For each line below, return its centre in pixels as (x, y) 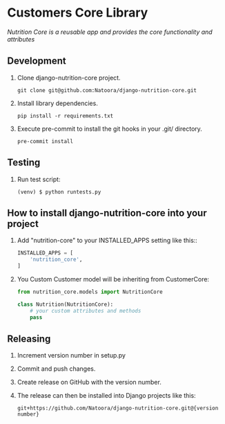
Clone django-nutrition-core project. (69, 77)
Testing (24, 163)
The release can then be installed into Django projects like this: (106, 396)
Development (37, 61)
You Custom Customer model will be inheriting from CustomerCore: (113, 279)
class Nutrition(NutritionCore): (65, 304)
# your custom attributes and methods (86, 311)
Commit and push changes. (56, 369)
